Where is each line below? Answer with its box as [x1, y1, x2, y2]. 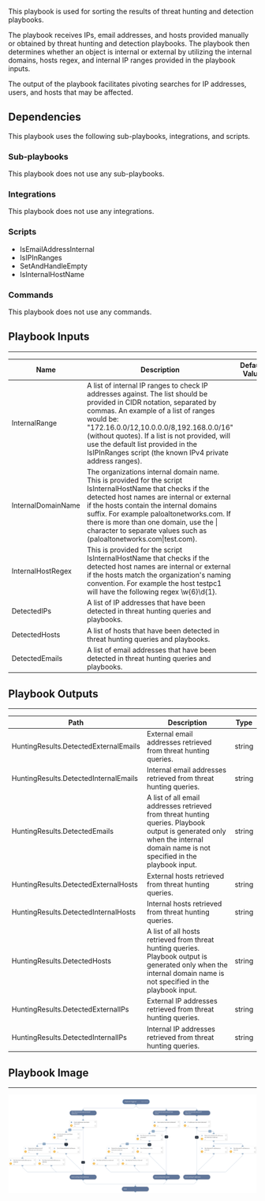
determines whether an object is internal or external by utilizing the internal [8, 47, 252, 56]
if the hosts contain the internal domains [86, 501, 218, 510]
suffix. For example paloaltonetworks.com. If [86, 509, 231, 518]
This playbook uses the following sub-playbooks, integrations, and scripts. [8, 131, 251, 141]
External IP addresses [147, 996, 218, 1006]
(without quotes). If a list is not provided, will [86, 430, 231, 441]
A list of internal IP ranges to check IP [86, 381, 209, 390]
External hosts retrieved [147, 871, 225, 880]
